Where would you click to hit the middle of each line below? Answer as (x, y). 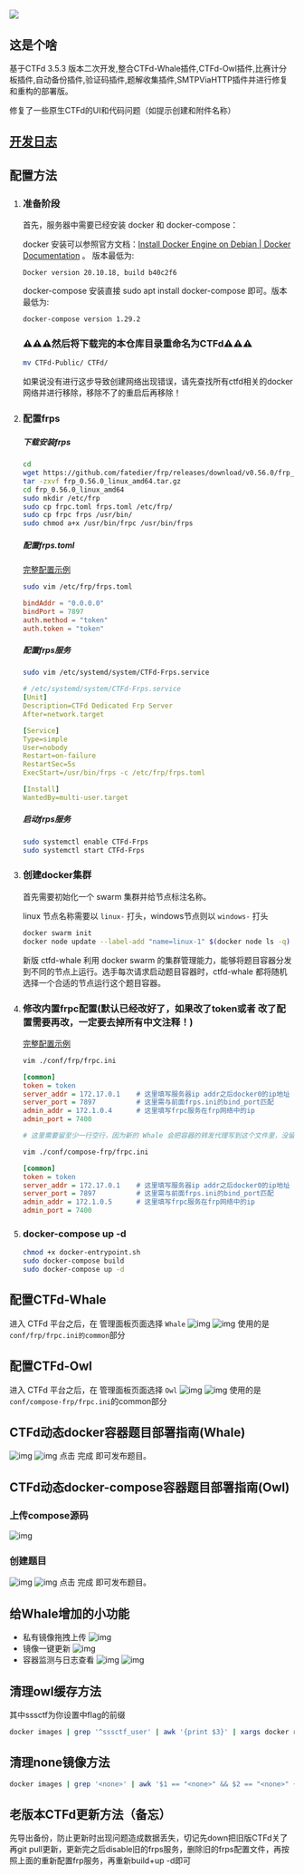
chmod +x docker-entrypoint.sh (81, 1253)
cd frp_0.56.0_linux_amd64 (73, 490)
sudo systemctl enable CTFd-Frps (85, 842)
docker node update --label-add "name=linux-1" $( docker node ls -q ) (157, 942)
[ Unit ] (35, 698)
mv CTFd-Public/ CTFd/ (65, 363)
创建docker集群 (57, 875)
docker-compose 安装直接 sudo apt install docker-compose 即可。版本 (155, 291)
